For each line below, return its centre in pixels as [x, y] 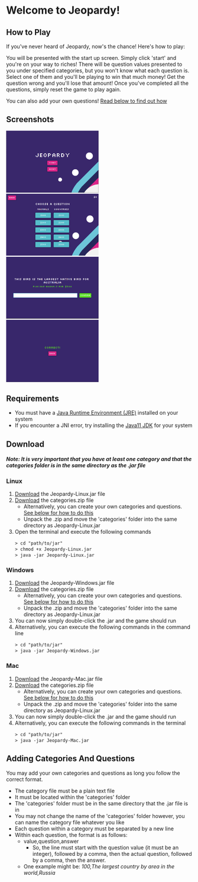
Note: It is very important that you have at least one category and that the [99, 459]
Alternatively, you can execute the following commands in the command [103, 627]
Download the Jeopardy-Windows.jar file [64, 583]
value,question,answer [51, 841]
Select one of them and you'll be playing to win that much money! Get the [95, 77]
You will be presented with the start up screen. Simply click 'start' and [91, 58]
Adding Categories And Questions [70, 759]
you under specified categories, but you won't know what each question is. [98, 71]
